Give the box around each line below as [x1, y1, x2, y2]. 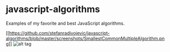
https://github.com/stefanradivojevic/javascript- [9, 30, 110, 36]
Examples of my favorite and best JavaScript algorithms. [6, 20, 125, 26]
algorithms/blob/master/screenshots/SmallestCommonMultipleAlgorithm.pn [6, 35, 165, 41]
